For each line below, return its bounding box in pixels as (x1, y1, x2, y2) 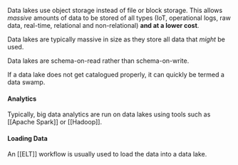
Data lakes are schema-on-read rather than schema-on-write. (7, 56, 190, 65)
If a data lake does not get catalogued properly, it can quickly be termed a (7, 71, 224, 79)
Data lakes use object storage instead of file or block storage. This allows (7, 6, 223, 14)
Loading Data (7, 134, 48, 142)
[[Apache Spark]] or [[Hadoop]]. (7, 118, 102, 126)
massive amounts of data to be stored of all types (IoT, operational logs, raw (7, 14, 232, 22)
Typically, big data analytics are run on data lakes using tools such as (7, 110, 211, 119)
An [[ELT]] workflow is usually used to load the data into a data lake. (7, 150, 207, 159)
